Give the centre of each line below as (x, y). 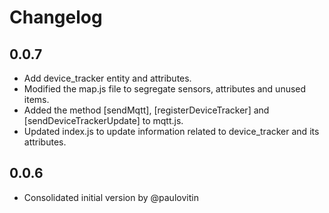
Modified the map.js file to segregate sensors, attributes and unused (165, 89)
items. (36, 99)
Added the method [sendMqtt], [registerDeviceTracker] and (146, 110)
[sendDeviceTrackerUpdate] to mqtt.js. (103, 120)
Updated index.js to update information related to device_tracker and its (171, 131)
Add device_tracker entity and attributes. (107, 78)
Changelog (56, 17)
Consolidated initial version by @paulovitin (111, 197)
